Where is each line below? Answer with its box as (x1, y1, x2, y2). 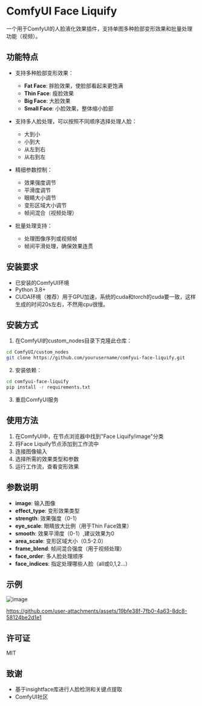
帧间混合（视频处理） (24, 209, 77, 216)
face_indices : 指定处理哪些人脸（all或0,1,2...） (15, 560, 131, 567)
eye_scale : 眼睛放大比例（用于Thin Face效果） (15, 522, 132, 529)
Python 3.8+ (15, 286, 47, 293)
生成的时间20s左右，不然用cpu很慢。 (15, 301, 109, 308)
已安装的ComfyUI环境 (15, 279, 70, 286)
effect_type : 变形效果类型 (15, 507, 80, 514)
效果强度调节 (24, 178, 56, 186)
